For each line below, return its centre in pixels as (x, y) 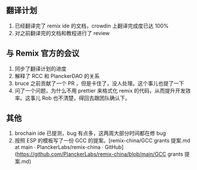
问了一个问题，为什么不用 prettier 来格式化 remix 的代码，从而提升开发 (100, 90)
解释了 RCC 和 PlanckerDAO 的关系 (57, 76)
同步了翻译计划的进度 (40, 69)
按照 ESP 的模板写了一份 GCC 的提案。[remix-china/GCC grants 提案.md (102, 141)
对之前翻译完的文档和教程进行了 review (62, 33)
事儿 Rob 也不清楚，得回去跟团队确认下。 (80, 98)
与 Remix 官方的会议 (43, 54)
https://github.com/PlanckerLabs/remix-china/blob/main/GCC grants (100, 154)
